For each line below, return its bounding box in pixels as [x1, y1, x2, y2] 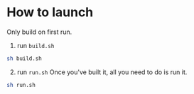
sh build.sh [6, 54, 42, 62]
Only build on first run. [6, 28, 72, 36]
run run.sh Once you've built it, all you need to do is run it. [16, 68, 188, 76]
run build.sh [16, 41, 55, 49]
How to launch [6, 4, 94, 20]
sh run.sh [6, 81, 36, 88]
